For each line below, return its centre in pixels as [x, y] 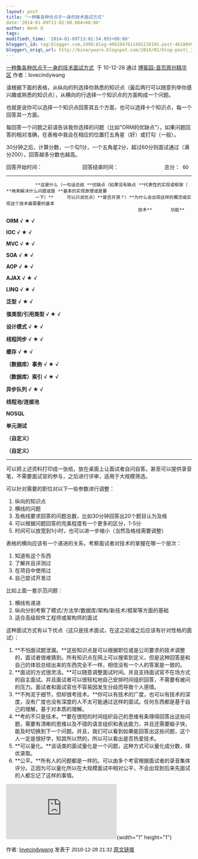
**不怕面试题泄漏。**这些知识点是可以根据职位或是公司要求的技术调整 [100, 650]
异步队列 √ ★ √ [25, 389]
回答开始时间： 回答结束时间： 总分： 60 [97, 167]
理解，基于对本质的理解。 [56, 709]
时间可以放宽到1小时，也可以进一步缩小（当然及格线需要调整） [90, 531]
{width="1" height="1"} [144, 837]
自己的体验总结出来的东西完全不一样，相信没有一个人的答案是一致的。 [100, 664]
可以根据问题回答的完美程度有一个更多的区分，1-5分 [78, 523]
